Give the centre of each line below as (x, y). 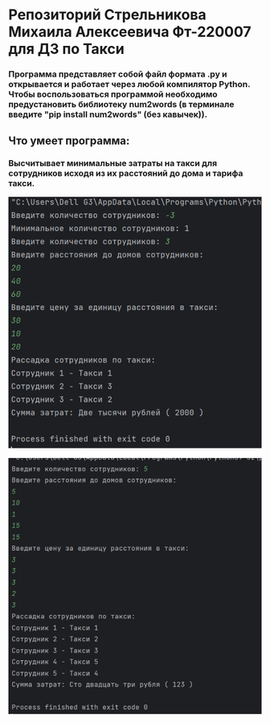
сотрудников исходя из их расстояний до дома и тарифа (126, 173)
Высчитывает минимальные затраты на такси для (113, 163)
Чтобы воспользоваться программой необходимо (113, 94)
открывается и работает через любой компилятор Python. (129, 85)
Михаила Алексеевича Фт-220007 (130, 32)
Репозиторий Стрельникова (107, 15)
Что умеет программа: (69, 140)
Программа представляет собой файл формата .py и (118, 74)
